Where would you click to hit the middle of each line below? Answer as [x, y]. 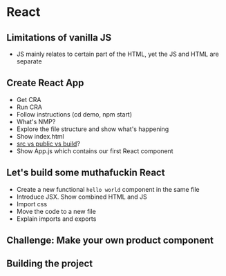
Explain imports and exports [56, 219]
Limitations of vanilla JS [59, 38]
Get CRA [29, 99]
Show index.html [40, 136]
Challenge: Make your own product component [110, 240]
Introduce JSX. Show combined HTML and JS [82, 197]
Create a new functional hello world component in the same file [108, 189]
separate [29, 61]
